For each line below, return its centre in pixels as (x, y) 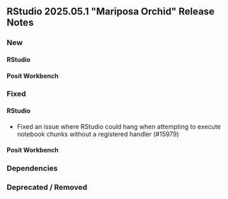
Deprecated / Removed (47, 188)
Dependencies (32, 169)
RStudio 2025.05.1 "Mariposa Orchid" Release (111, 12)
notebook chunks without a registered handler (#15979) (98, 134)
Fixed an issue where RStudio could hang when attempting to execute (119, 126)
